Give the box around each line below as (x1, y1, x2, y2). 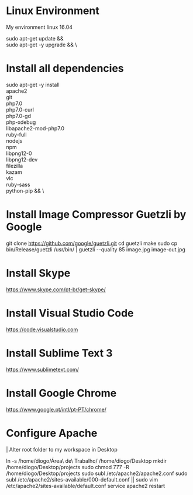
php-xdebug (6, 119, 36, 126)
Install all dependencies (6, 62, 124, 75)
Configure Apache (6, 426, 98, 440)
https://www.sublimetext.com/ (6, 366, 79, 373)
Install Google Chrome (6, 386, 117, 400)
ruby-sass (6, 181, 30, 188)
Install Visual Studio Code (6, 307, 134, 319)
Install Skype (6, 267, 71, 280)
